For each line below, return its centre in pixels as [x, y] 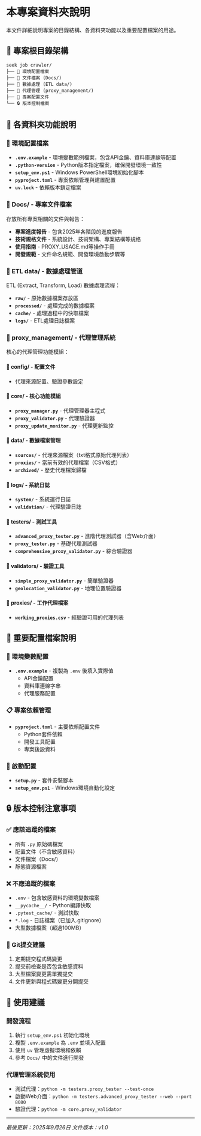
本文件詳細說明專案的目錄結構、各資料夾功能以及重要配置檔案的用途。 [93, 30]
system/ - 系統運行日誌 [43, 500]
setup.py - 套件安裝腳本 [44, 781]
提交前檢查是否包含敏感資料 [49, 967]
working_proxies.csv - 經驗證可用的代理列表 [69, 617]
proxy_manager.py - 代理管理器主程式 [60, 410]
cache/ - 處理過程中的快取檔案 [52, 313]
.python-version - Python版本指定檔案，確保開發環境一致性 [89, 165]
